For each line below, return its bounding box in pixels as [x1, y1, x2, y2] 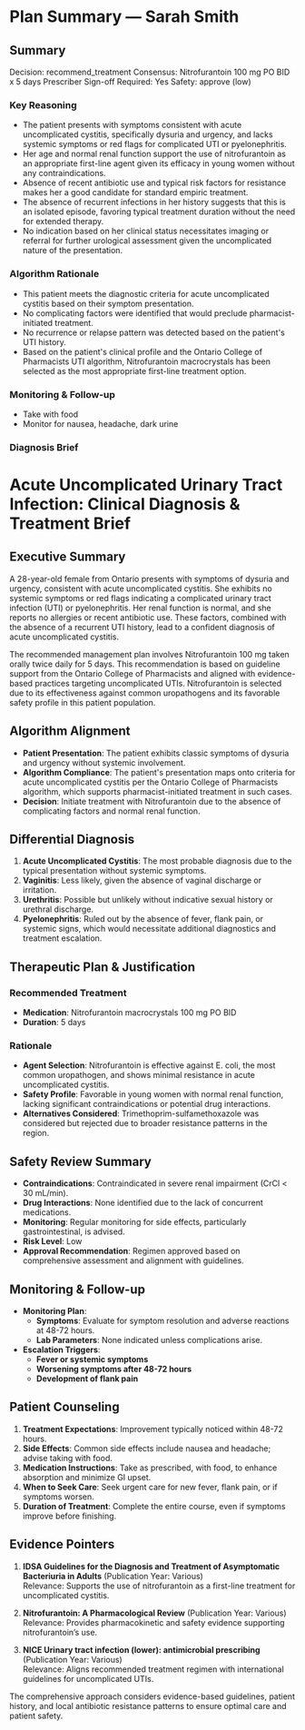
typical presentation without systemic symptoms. [22, 865, 207, 876]
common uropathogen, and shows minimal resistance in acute [22, 1070, 256, 1081]
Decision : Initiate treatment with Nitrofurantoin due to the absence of [22, 796, 281, 806]
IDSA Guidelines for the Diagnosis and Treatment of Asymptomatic [22, 1560, 280, 1572]
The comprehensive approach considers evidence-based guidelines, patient [9, 1691, 295, 1702]
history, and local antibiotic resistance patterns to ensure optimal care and [9, 1700, 288, 1711]
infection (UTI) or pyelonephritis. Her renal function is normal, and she [9, 602, 271, 613]
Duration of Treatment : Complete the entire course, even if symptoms [22, 1500, 286, 1511]
